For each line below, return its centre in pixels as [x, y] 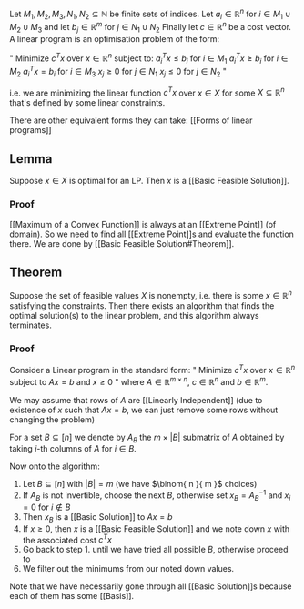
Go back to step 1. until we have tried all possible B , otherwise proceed [155, 550]
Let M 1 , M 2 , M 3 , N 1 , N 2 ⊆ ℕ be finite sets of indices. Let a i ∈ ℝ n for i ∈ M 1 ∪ [150, 14]
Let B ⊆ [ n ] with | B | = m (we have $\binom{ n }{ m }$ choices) [140, 484]
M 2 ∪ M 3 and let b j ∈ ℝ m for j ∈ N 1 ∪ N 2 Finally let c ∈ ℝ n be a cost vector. [150, 27]
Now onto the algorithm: [55, 466]
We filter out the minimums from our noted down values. [128, 569]
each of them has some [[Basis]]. [72, 596]
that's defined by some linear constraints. [87, 103]
